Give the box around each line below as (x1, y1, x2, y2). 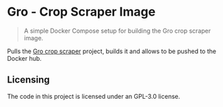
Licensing (7, 74, 50, 86)
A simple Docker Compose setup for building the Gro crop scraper (23, 27, 211, 35)
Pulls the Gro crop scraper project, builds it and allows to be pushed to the (7, 47, 217, 55)
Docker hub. (7, 54, 42, 62)
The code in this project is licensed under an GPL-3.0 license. (7, 92, 181, 100)
